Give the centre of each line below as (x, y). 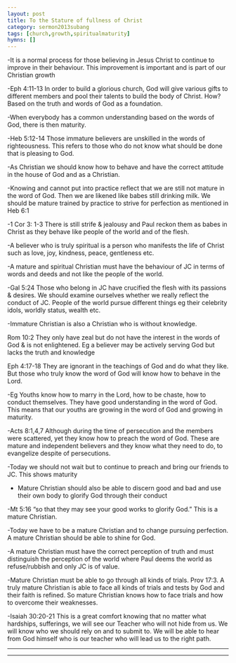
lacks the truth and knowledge (51, 352)
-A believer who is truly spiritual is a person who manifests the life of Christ (116, 246)
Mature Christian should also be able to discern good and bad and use (119, 488)
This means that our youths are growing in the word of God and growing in (115, 410)
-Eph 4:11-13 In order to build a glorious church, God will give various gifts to (118, 89)
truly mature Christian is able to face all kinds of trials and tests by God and (116, 588)
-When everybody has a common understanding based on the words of (111, 118)
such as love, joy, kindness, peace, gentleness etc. (81, 253)
